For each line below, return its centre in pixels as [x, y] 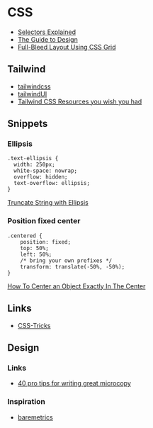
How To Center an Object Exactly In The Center [76, 286]
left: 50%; [36, 254]
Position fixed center [44, 221]
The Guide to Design [47, 39]
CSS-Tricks [34, 325]
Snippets [28, 124]
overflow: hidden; [41, 177]
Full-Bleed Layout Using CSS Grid [67, 47]
